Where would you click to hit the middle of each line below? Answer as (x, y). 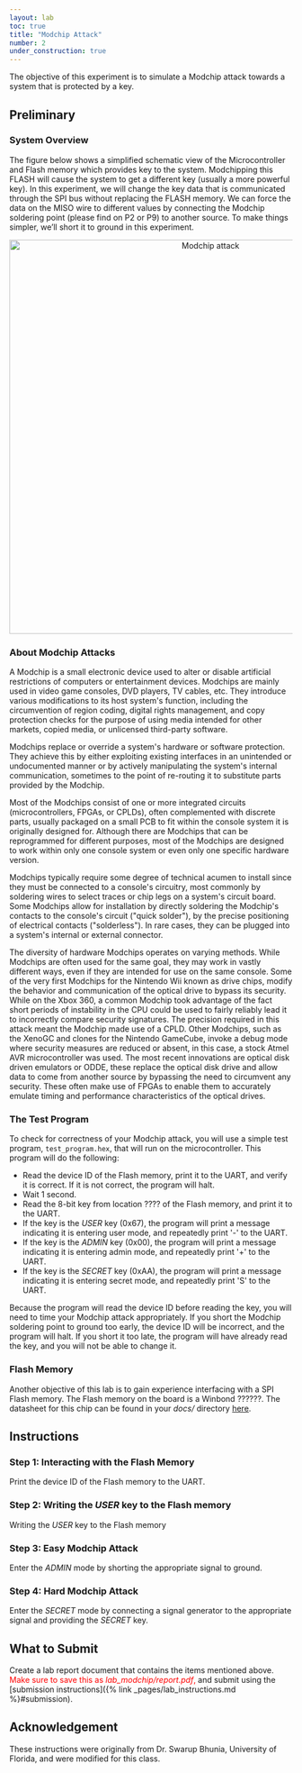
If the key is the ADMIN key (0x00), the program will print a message (149, 1242)
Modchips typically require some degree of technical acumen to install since (151, 877)
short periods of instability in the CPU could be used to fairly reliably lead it (148, 1010)
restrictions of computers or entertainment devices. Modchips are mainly (145, 682)
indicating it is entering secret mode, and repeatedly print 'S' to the (147, 1281)
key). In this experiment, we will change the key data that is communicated (147, 188)
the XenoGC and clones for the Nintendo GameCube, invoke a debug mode (149, 1039)
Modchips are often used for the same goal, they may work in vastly (135, 962)
